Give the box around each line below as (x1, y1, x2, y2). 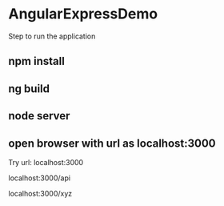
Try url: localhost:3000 (8, 157, 84, 167)
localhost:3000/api (8, 173, 70, 183)
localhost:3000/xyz (8, 188, 73, 198)
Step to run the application (8, 31, 96, 41)
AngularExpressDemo (8, 5, 158, 23)
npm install (8, 55, 66, 68)
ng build (8, 82, 50, 95)
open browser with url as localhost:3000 (8, 136, 216, 150)
